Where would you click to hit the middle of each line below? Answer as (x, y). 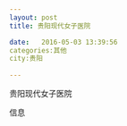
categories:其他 (38, 50)
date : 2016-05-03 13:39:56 (63, 42)
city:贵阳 (26, 59)
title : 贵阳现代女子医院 (50, 26)
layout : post (34, 17)
